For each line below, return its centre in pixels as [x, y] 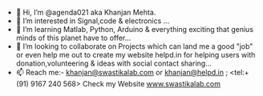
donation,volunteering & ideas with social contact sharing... [114, 63]
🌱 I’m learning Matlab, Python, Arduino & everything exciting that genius [135, 29]
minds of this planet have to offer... [73, 38]
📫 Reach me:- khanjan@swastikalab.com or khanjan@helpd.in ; [122, 72]
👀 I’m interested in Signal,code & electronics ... [93, 21]
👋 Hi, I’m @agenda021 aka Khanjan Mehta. [86, 12]
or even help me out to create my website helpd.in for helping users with [136, 55]
